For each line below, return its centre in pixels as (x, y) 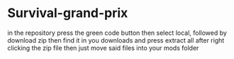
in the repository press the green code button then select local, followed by (117, 33)
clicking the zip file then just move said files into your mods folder (103, 48)
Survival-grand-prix (68, 13)
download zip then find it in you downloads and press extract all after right (116, 40)
